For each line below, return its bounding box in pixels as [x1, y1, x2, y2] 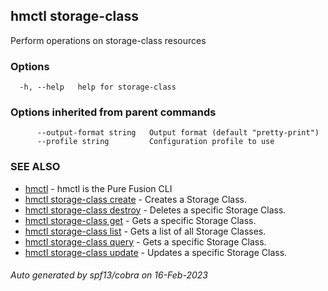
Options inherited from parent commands [10, 105, 217, 119]
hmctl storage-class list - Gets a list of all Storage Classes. [24, 225, 267, 237]
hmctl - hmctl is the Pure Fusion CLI [24, 182, 173, 194]
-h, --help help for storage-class [19, 82, 177, 93]
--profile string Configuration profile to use [36, 137, 275, 147]
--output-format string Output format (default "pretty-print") [36, 128, 320, 138]
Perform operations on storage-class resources [10, 34, 207, 46]
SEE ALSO [10, 160, 61, 174]
